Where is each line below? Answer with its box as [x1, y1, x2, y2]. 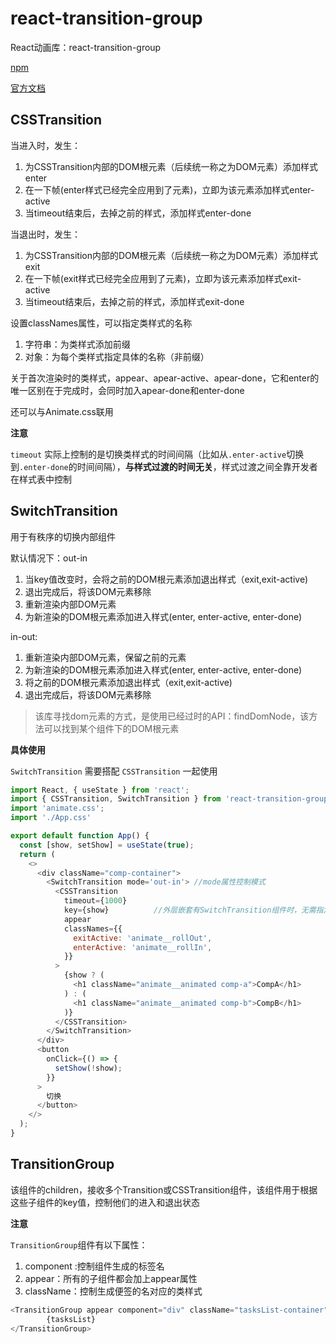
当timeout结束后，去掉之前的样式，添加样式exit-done [24, 295, 245, 307]
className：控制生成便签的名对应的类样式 [24, 1285, 203, 1297]
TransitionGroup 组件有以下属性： [10, 1238, 148, 1251]
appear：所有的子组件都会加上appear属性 [24, 1272, 198, 1284]
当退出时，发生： [10, 228, 81, 240]
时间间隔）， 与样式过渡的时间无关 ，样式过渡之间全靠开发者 [76, 460, 318, 472]
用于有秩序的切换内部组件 [10, 530, 116, 542]
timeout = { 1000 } [63, 896, 128, 906]
